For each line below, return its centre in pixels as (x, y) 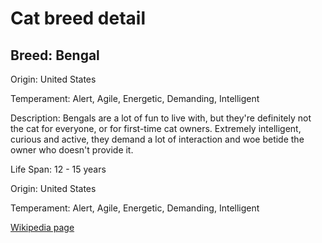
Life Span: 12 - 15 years (58, 169)
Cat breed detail (78, 18)
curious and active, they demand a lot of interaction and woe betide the (157, 139)
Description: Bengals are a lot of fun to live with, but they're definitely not (161, 118)
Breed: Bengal (55, 55)
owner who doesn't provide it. (72, 150)
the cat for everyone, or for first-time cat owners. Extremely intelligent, (156, 128)
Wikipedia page (42, 227)
